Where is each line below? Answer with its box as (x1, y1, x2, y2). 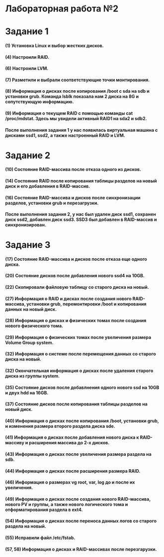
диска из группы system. (5, 373, 60, 379)
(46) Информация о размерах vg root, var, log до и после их (5, 479, 135, 485)
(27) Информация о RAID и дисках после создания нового (5, 295, 132, 302)
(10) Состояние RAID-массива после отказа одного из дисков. (5, 167, 142, 173)
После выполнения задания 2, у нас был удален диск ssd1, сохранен (5, 211, 157, 217)
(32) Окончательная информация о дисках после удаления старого (5, 368, 154, 374)
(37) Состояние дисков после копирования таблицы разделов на (5, 401, 148, 407)
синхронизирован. (5, 222, 46, 228)
